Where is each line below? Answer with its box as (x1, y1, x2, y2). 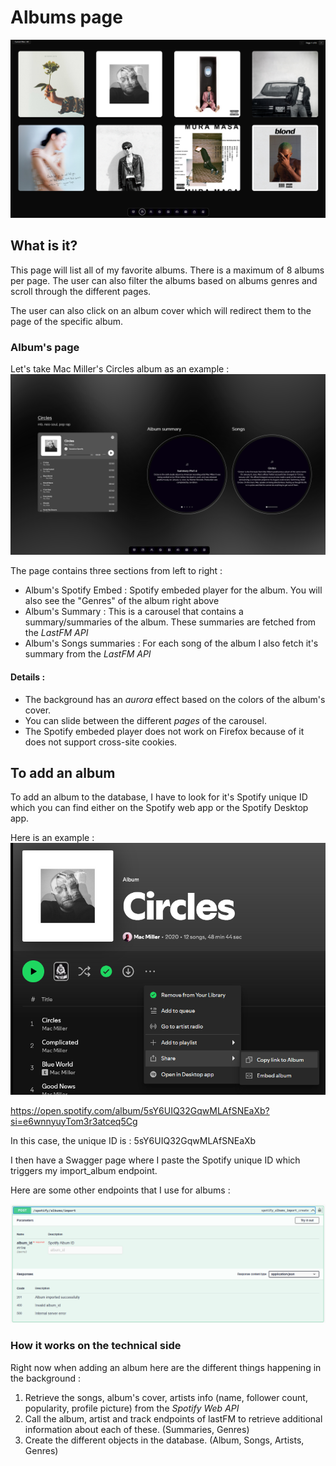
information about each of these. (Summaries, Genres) (24, 1423, 250, 1435)
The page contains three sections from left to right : (10, 565, 223, 577)
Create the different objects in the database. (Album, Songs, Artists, (24, 1434, 305, 1446)
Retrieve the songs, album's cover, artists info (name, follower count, (24, 1391, 308, 1403)
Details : (10, 671, 46, 683)
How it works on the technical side (10, 1339, 182, 1353)
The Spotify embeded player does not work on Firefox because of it (24, 725, 305, 737)
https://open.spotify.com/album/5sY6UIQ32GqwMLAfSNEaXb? (10, 1104, 270, 1116)
